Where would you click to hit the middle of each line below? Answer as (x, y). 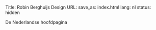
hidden (13, 12)
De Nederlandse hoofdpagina (36, 22)
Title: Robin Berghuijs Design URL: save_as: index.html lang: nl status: (78, 7)
